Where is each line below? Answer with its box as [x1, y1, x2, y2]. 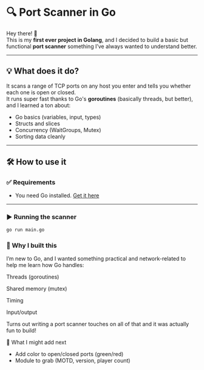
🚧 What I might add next [6, 338, 67, 346]
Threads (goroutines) [6, 273, 59, 281]
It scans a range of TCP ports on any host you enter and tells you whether [6, 82, 191, 89]
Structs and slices [15, 120, 61, 127]
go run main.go [6, 226, 45, 232]
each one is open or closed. [6, 88, 76, 96]
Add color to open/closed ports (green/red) [15, 350, 124, 357]
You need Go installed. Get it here [15, 192, 100, 199]
